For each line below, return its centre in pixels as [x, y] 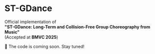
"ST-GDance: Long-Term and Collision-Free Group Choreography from [77, 27]
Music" [12, 32]
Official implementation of [30, 22]
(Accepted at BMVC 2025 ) [31, 37]
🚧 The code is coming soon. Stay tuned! [44, 46]
